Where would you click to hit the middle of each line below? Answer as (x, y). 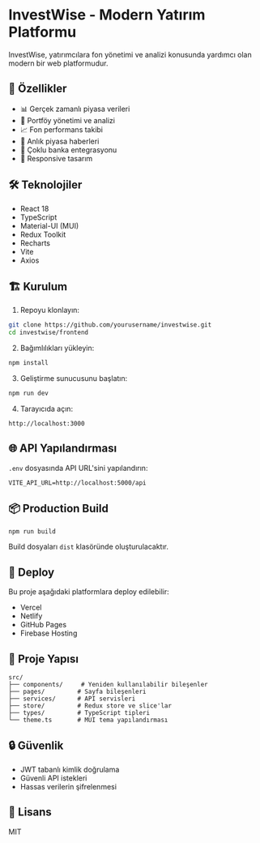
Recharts (35, 243)
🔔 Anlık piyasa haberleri (60, 141)
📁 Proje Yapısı (44, 659)
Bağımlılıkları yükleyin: (57, 348)
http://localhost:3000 (47, 423)
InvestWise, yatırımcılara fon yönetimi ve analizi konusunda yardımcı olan (130, 54)
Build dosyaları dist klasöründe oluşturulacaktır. (88, 547)
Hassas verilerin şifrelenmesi (68, 786)
